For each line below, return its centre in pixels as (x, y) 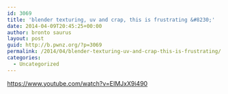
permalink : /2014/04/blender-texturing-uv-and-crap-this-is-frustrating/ (114, 52)
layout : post (26, 39)
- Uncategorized (36, 64)
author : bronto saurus (39, 32)
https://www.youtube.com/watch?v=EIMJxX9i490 (77, 83)
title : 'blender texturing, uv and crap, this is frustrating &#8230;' (111, 20)
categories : (24, 58)
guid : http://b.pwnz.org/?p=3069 (55, 45)
